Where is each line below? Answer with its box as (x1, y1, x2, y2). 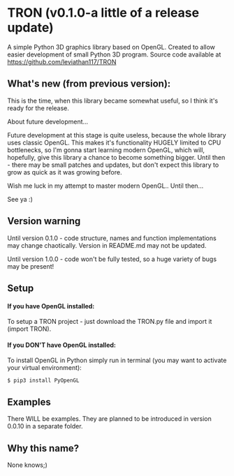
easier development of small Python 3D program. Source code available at (7, 50, 221, 59)
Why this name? (7, 442, 80, 454)
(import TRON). (7, 325, 52, 333)
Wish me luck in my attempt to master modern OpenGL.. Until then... (7, 181, 204, 190)
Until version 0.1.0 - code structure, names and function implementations (7, 234, 217, 242)
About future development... (7, 117, 89, 126)
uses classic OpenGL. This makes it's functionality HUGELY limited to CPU (7, 138, 221, 147)
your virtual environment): (7, 364, 82, 372)
